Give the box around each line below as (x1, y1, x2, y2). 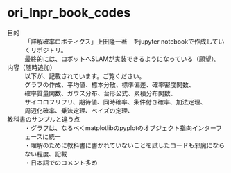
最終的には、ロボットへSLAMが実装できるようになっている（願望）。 (24, 54, 221, 63)
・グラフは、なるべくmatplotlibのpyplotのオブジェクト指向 (24, 123, 193, 132)
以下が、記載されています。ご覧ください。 (24, 71, 146, 80)
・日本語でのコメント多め (24, 158, 98, 167)
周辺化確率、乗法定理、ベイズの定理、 (24, 106, 134, 115)
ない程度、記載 (24, 149, 67, 158)
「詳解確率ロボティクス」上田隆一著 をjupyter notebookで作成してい (24, 37, 225, 46)
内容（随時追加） (7, 63, 56, 71)
